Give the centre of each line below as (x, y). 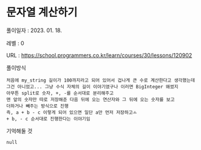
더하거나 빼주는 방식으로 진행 (37, 106)
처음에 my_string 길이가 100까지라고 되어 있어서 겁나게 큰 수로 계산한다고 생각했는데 (101, 80)
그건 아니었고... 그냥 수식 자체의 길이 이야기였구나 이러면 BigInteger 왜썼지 (92, 86)
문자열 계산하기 (42, 12)
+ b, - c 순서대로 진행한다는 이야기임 (48, 119)
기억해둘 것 (19, 131)
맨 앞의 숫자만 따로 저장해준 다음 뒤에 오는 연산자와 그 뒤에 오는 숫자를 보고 (90, 99)
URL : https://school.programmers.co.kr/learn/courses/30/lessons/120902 (99, 55)
